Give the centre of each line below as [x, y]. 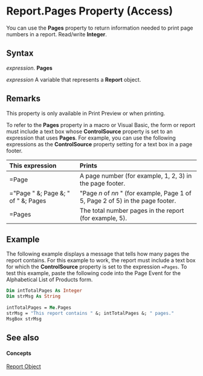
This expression [33, 166]
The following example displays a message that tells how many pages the [98, 254]
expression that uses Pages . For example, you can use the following [91, 138]
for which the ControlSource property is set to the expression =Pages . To [97, 267]
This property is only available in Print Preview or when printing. [86, 113]
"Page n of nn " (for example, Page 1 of [135, 193]
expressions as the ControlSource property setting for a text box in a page [99, 144]
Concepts [19, 353]
